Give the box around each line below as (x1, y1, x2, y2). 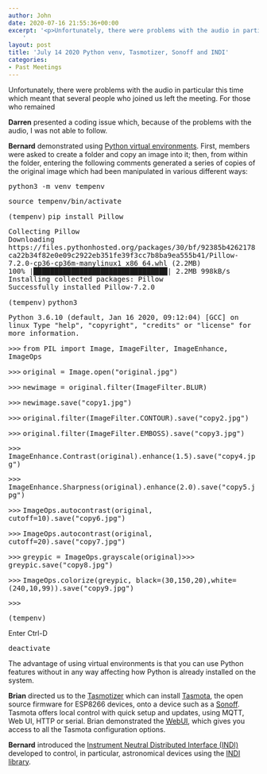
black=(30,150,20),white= (135, 576, 237, 584)
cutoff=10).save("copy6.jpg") (8, 514, 126, 522)
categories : (8, 56, 48, 64)
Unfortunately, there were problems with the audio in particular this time (8, 85, 244, 94)
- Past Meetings (8, 64, 62, 71)
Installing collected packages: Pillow (8, 275, 164, 283)
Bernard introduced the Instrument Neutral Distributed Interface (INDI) (8, 740, 238, 749)
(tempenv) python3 (8, 298, 78, 306)
